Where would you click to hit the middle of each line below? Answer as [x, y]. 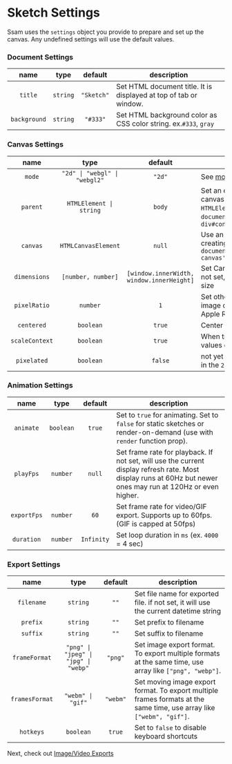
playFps [27, 474]
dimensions [32, 277]
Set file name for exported [177, 594]
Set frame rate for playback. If [165, 452]
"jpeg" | [79, 655]
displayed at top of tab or [157, 95]
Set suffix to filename [169, 633]
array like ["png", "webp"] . [178, 671]
